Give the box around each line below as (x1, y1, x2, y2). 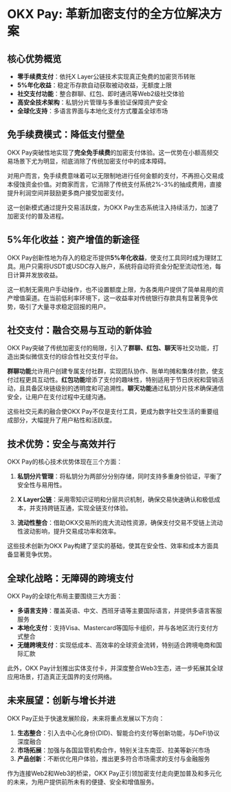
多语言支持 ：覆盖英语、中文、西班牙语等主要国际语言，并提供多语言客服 (16, 607, 222, 615)
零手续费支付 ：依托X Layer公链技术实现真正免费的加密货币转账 (16, 73, 196, 80)
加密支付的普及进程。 (7, 212, 67, 220)
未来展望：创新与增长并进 (7, 694, 115, 706)
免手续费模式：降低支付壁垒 (7, 128, 125, 141)
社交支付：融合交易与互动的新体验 (7, 324, 152, 337)
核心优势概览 (7, 53, 62, 65)
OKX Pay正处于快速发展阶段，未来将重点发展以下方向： (7, 714, 165, 722)
